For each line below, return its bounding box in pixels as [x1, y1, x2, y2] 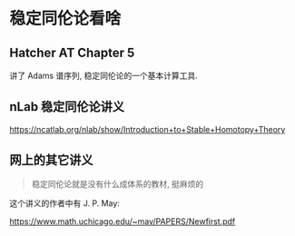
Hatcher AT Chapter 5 [9, 44, 135, 60]
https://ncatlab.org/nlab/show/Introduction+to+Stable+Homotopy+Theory [9, 123, 286, 134]
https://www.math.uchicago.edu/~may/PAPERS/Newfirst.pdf [9, 215, 236, 227]
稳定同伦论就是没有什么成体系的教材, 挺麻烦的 [31, 178, 204, 189]
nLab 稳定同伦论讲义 [9, 99, 125, 114]
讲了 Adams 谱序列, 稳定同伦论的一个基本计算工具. [9, 70, 198, 81]
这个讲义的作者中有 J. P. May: [9, 197, 121, 209]
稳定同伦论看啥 [9, 8, 122, 29]
